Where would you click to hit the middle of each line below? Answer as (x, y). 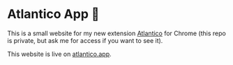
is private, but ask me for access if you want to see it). (85, 40)
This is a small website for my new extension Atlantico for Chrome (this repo (117, 33)
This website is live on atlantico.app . (59, 54)
